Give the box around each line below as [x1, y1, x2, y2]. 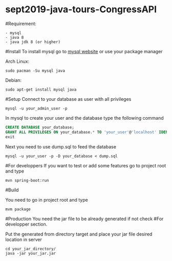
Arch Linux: [5, 58, 30, 64]
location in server [5, 236, 42, 243]
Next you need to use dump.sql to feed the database [5, 143, 117, 149]
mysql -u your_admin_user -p [5, 106, 68, 111]
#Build [5, 187, 19, 193]
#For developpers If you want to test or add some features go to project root [5, 162, 166, 168]
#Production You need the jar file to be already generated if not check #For [5, 215, 164, 222]
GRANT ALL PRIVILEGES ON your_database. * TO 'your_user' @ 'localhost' [5, 129, 157, 135]
